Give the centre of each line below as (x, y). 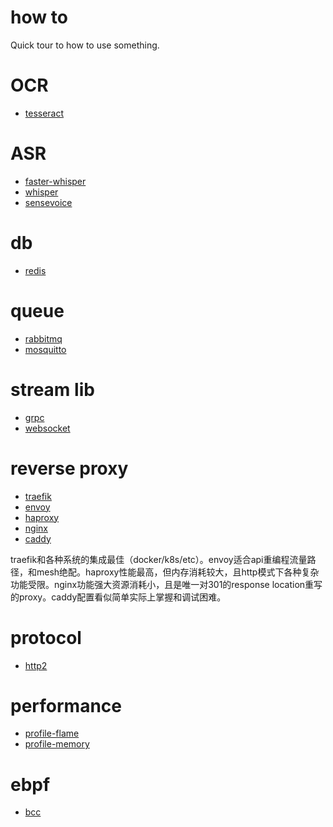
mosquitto (45, 349)
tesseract (44, 113)
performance (66, 705)
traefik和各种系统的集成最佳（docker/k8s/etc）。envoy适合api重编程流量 (159, 559)
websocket (47, 428)
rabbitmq (43, 338)
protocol (46, 637)
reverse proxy (69, 468)
